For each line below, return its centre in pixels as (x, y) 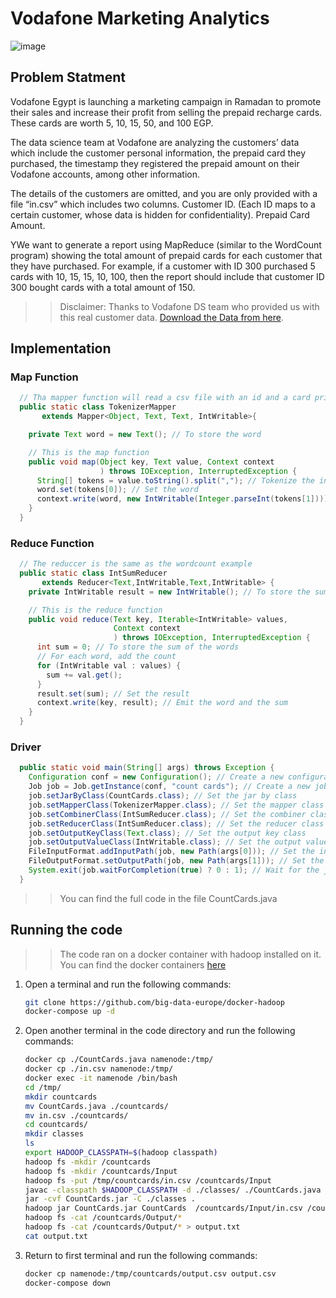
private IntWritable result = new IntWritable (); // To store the (169, 592)
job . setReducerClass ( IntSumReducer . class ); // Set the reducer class (176, 823)
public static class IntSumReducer (93, 573)
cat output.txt (56, 1236)
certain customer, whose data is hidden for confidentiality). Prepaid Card (160, 214)
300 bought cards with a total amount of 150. (103, 287)
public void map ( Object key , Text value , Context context (151, 462)
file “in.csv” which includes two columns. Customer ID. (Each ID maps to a (163, 204)
